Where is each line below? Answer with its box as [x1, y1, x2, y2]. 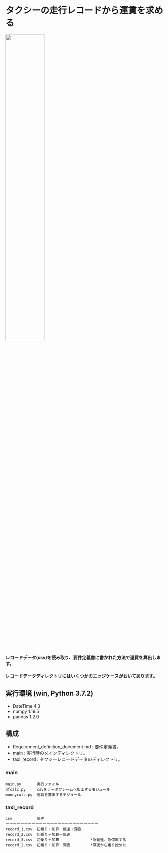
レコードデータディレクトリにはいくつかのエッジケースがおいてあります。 [5, 673, 158, 679]
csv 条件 [5, 816, 45, 821]
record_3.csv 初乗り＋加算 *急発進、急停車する [5, 837, 126, 843]
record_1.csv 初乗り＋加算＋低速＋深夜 [5, 827, 82, 832]
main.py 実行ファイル [5, 782, 59, 787]
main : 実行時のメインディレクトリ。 [12, 750, 88, 756]
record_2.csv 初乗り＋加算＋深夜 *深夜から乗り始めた [5, 843, 126, 848]
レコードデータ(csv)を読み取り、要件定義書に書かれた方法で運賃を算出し [5, 654, 157, 660]
